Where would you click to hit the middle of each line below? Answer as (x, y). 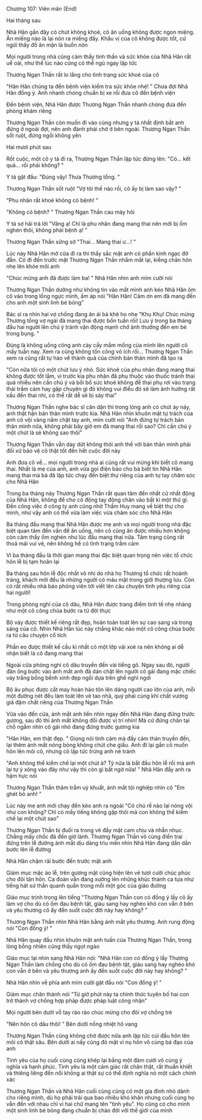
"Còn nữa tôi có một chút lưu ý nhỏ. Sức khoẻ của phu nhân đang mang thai (100, 370)
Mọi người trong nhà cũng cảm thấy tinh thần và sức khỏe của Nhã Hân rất (99, 56)
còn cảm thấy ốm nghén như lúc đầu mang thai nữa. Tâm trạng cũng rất (95, 537)
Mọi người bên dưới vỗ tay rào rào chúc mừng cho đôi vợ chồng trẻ (89, 1012)
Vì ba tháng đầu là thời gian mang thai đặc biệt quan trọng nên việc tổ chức (99, 555)
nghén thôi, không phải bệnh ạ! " (47, 230)
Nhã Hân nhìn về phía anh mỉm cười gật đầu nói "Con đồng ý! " (84, 982)
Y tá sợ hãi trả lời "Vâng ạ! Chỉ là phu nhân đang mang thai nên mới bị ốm (97, 224)
